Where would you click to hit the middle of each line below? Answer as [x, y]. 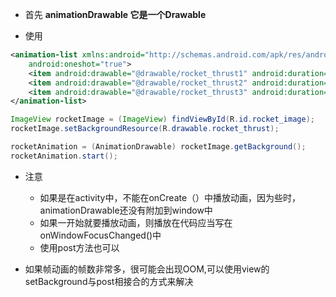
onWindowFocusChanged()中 [100, 235]
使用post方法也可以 [79, 247]
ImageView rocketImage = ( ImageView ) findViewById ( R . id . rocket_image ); [162, 119]
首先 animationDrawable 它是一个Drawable [115, 14]
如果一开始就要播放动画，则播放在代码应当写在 [136, 222]
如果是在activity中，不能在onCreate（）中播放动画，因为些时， [170, 197]
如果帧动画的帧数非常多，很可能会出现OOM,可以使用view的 [147, 269]
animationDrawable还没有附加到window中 [126, 210]
